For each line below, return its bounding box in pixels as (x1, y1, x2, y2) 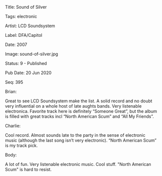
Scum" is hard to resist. (5, 167, 52, 172)
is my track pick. (5, 143, 38, 148)
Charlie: (5, 123, 21, 128)
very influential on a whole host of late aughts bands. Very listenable (5, 103, 142, 109)
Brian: (5, 89, 17, 94)
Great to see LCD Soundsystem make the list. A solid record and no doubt (5, 98, 153, 104)
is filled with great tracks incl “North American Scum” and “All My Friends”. (5, 113, 154, 119)
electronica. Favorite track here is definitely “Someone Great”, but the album (5, 109, 158, 114)
